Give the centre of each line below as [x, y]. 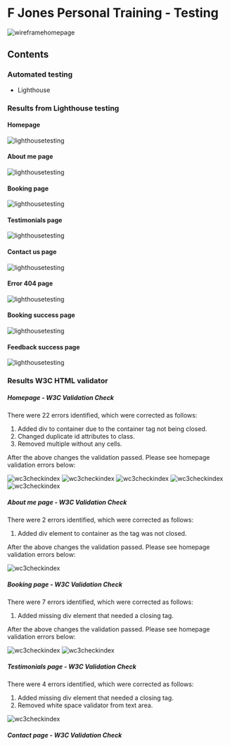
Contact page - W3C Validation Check [65, 735]
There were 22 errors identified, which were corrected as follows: [102, 416]
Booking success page [41, 315]
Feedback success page [44, 347]
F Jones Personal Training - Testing [113, 13]
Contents [28, 54]
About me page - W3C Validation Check [67, 502]
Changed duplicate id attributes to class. [76, 437]
